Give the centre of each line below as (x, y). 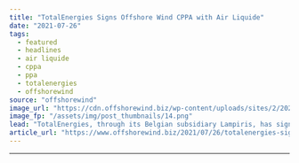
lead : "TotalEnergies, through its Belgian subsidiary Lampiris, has (141, 125)
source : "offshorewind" (53, 100)
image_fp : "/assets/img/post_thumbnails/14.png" (101, 116)
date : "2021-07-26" (45, 26)
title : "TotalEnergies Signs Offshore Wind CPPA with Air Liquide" (137, 17)
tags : (19, 34)
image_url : (29, 108)
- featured (37, 42)
